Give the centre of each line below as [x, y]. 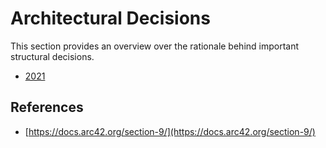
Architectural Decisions [110, 18]
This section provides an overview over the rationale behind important [155, 46]
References [47, 107]
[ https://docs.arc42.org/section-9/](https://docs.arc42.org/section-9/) [170, 131]
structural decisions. [52, 56]
